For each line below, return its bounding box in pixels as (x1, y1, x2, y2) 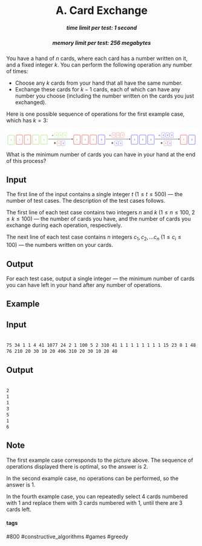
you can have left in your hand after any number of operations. (6, 281, 162, 289)
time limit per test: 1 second (66, 24, 137, 31)
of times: (6, 67, 28, 74)
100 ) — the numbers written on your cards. (6, 242, 114, 249)
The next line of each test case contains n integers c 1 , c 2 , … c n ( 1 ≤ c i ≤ (6, 234, 181, 242)
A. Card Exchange (55, 4, 148, 18)
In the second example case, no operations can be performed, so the (6, 475, 179, 482)
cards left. (6, 505, 31, 513)
